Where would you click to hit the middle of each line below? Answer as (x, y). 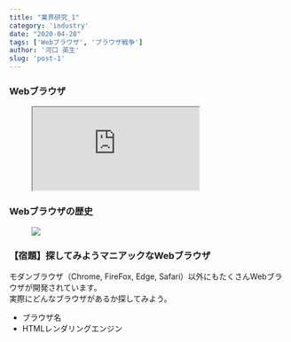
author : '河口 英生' (44, 51)
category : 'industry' (49, 26)
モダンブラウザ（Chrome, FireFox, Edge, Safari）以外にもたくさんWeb (138, 276)
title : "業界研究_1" (44, 17)
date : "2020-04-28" (45, 34)
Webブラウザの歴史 (51, 212)
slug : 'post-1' (37, 58)
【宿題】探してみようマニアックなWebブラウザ (110, 255)
